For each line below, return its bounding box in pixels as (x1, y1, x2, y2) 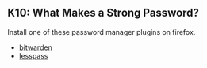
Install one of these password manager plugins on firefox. (7, 27, 196, 36)
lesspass (18, 51, 48, 60)
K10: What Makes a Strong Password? (7, 6, 200, 20)
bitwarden (18, 43, 52, 52)
